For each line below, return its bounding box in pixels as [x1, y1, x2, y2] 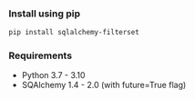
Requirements [8, 49, 73, 62]
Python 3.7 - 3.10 [21, 70, 86, 81]
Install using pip [8, 7, 81, 20]
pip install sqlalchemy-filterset [8, 28, 140, 37]
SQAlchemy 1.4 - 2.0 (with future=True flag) [21, 80, 187, 91]
